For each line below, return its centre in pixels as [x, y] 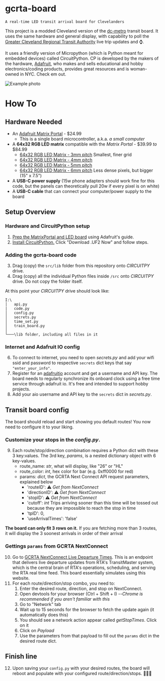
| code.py [17, 308]
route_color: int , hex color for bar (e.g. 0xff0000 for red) [76, 471]
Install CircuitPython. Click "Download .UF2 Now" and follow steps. [80, 242]
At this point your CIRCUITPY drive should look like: [57, 291]
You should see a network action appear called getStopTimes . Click [88, 620]
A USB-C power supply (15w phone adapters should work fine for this [83, 181]
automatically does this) [44, 614]
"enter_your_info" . [32, 368]
